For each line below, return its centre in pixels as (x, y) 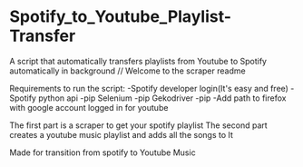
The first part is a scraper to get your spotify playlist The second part (138, 125)
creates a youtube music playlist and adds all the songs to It (122, 134)
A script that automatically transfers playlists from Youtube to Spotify (138, 61)
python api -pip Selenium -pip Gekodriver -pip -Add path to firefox (162, 98)
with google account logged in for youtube (89, 107)
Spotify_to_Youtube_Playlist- (121, 17)
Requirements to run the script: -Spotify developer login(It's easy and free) (149, 88)
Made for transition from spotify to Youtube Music (103, 152)
